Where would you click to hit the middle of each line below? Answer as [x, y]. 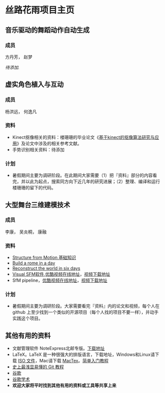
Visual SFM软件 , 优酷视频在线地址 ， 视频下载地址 [61, 274]
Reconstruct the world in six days [46, 268]
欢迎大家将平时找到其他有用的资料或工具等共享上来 [64, 386]
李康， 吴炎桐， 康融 [26, 232]
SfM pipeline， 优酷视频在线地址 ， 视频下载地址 [60, 280]
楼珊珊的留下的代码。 [34, 188]
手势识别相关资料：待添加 [38, 149]
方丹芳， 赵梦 [19, 57]
